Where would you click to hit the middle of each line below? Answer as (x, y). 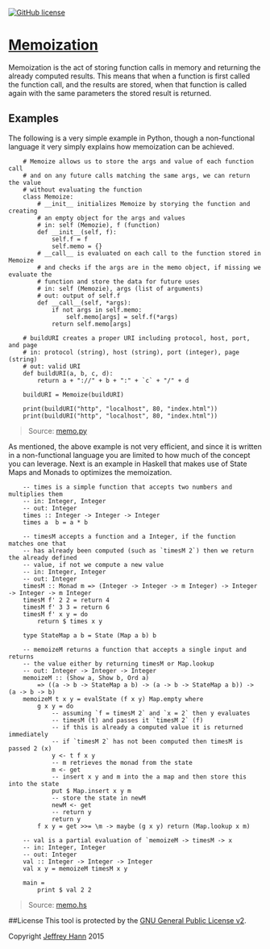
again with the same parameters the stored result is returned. (110, 93)
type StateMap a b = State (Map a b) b (90, 635)
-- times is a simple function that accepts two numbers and (127, 487)
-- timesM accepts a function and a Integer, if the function (129, 536)
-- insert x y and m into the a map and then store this (149, 777)
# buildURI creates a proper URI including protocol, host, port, (137, 338)
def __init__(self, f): (77, 232)
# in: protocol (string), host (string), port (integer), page (131, 352)
